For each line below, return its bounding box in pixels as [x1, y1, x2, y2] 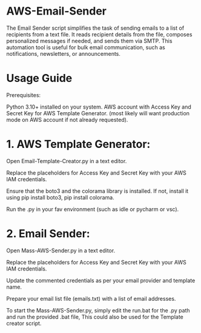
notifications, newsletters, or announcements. [6, 50, 121, 57]
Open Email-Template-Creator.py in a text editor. [6, 157, 127, 164]
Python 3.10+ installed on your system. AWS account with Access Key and [6, 103, 192, 110]
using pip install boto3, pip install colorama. [6, 193, 114, 201]
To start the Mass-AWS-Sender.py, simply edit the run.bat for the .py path [6, 306, 190, 314]
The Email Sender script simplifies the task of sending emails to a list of [6, 24, 185, 32]
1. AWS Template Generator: [6, 138, 151, 151]
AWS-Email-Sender [6, 4, 107, 18]
